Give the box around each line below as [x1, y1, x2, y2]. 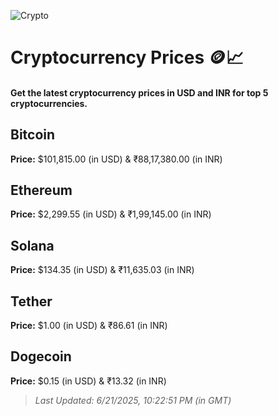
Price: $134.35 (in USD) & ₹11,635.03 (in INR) [10, 264, 195, 276]
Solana [10, 237, 55, 254]
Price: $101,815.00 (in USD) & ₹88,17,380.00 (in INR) [10, 153, 223, 165]
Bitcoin [10, 126, 56, 144]
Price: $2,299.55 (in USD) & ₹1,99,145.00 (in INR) [10, 208, 212, 220]
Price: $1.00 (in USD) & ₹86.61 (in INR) [10, 320, 168, 332]
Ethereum [10, 181, 73, 199]
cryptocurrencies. [10, 97, 88, 109]
